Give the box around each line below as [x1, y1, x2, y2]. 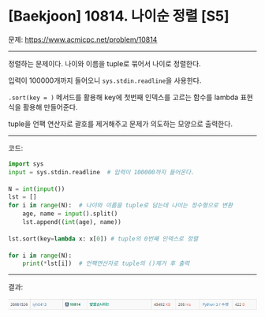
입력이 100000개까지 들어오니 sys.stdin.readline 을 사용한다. [8, 76, 202, 85]
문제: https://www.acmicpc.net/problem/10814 [8, 35, 158, 44]
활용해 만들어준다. [22, 102, 78, 111]
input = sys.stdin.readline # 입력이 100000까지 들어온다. [8, 168, 195, 176]
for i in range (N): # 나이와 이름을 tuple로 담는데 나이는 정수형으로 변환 [8, 202, 233, 210]
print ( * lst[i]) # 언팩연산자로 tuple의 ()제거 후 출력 [22, 259, 190, 268]
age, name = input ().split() [22, 210, 118, 218]
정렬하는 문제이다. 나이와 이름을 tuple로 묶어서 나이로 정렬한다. [8, 58, 201, 68]
